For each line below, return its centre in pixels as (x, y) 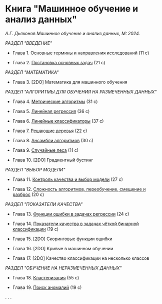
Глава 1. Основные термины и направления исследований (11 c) (81, 53)
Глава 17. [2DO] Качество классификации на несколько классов (81, 258)
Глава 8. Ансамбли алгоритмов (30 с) (53, 140)
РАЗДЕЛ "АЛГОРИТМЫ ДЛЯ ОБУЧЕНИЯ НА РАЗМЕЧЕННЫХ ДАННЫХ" (81, 91)
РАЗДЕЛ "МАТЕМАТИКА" (32, 72)
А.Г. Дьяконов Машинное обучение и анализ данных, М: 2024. (73, 33)
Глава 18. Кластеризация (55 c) (46, 277)
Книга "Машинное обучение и (72, 9)
